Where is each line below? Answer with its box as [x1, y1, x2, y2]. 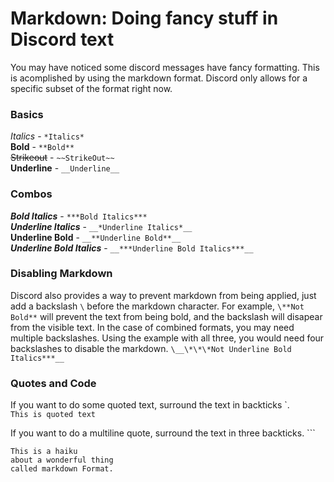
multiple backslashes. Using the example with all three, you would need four [10, 332, 325, 344]
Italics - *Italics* [10, 130, 85, 142]
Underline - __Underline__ [10, 162, 120, 174]
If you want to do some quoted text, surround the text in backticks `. [10, 399, 290, 411]
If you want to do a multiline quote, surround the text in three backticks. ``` [10, 427, 316, 439]
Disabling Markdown [10, 267, 113, 281]
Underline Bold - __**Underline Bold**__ [10, 231, 182, 243]
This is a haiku [10, 447, 78, 457]
